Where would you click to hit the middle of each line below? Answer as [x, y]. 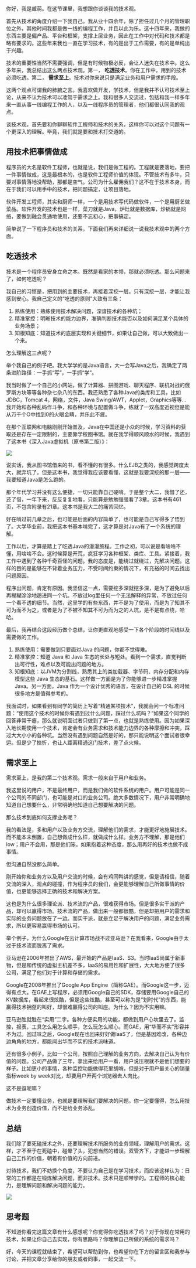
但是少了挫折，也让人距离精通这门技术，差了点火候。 [80, 742]
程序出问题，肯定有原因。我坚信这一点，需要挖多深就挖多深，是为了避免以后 [98, 588]
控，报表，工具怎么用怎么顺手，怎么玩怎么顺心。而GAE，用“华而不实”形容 [95, 1027]
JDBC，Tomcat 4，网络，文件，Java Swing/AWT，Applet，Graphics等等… [96, 400]
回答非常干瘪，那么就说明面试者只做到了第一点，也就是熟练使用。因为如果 [95, 720]
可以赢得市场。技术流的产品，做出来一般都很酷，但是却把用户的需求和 [106, 911]
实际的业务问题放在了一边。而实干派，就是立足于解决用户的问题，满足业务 [95, 918]
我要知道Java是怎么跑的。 [37, 479]
